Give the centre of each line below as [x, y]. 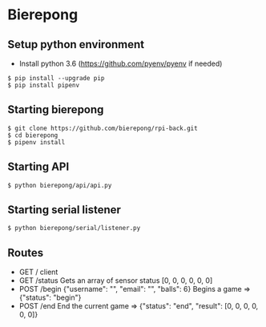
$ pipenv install [36, 142]
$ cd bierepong [33, 135]
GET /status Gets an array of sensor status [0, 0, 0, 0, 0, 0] [116, 281]
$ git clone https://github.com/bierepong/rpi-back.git [103, 128]
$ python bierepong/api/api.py [60, 185]
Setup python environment [76, 44]
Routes [26, 253]
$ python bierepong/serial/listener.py [74, 228]
